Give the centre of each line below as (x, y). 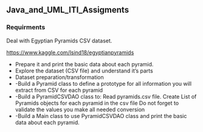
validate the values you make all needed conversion (80, 109)
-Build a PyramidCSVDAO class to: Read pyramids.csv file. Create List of (106, 96)
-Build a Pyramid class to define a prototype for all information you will (103, 83)
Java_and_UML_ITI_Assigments (68, 10)
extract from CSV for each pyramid (59, 90)
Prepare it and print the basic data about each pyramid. (84, 64)
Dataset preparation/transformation (60, 77)
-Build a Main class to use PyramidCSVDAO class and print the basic (101, 116)
